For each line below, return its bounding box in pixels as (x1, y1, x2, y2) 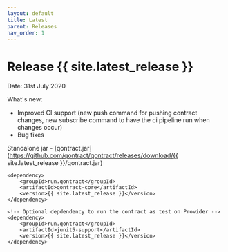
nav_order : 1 (7, 29, 45, 37)
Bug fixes (17, 130, 45, 139)
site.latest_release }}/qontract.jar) (7, 159, 103, 167)
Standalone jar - (7, 144, 53, 153)
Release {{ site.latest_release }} (7, 59, 193, 75)
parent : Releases (7, 23, 57, 30)
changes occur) (17, 124, 63, 132)
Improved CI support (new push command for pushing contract (17, 108, 198, 117)
